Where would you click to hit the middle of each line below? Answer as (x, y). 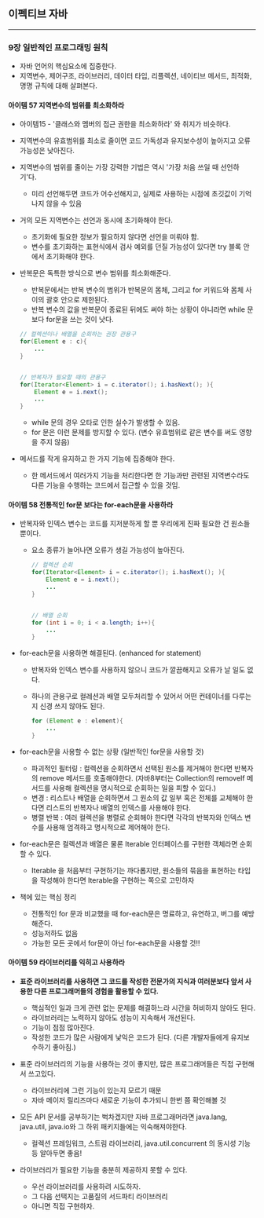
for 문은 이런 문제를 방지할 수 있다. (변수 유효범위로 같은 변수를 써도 (134, 432)
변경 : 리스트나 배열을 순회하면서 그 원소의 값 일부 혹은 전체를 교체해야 (138, 797)
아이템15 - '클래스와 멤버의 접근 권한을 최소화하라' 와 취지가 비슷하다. (125, 124)
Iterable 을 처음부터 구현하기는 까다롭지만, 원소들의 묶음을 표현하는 (134, 870)
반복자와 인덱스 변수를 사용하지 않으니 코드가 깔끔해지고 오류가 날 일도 (138, 670)
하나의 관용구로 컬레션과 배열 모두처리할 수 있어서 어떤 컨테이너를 (131, 697)
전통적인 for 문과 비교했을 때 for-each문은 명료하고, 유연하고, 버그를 (136, 913)
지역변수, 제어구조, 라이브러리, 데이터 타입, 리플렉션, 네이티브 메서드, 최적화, (136, 76)
